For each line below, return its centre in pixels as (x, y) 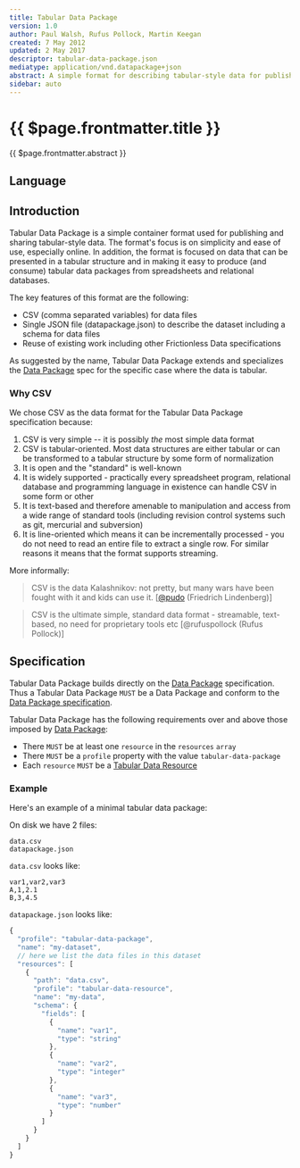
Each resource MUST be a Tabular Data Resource (110, 765)
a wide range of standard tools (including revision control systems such (154, 515)
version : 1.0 (33, 26)
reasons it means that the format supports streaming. (120, 554)
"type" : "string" (89, 1039)
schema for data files (61, 334)
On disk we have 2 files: (53, 825)
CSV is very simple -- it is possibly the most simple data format (138, 439)
